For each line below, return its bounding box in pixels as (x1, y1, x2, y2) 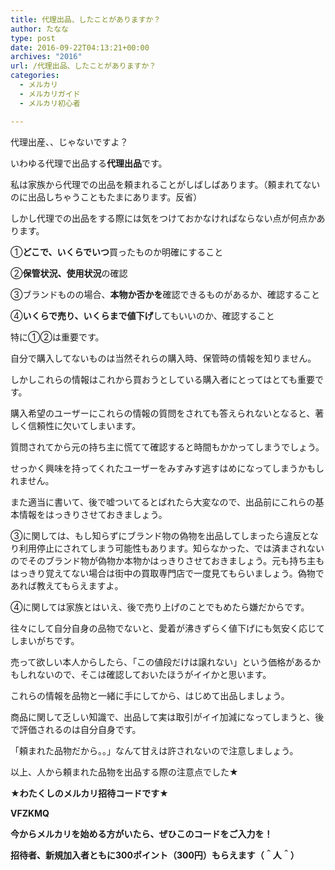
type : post (10, 33, 56, 43)
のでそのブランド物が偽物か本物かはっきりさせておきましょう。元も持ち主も (10, 554, 325, 566)
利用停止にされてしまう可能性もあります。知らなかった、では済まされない (18, 542, 325, 554)
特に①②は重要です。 (10, 331, 105, 343)
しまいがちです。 (10, 634, 80, 646)
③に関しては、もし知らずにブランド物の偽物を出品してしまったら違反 (10, 529, 302, 541)
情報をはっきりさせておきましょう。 (18, 508, 168, 520)
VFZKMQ (10, 807, 50, 819)
